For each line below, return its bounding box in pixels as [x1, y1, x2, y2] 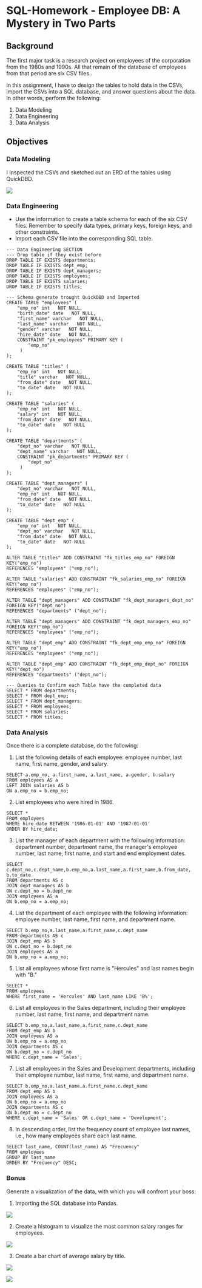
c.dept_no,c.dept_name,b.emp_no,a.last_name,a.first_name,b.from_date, [6, 867, 191, 873]
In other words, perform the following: [6, 95, 101, 101]
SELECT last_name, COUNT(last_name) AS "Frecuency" [6, 1144, 140, 1150]
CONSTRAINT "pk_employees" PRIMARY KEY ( [17, 336, 123, 343]
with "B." [15, 971, 38, 978]
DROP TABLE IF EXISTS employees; [6, 273, 91, 279]
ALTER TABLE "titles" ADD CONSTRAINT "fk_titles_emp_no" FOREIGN [6, 554, 175, 561]
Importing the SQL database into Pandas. [15, 1199, 118, 1207]
